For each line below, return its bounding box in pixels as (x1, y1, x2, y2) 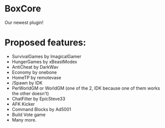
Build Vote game (11, 112, 46, 118)
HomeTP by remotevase (11, 74, 62, 80)
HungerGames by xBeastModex (11, 58, 78, 65)
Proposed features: (4, 37, 86, 48)
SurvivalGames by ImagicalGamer (11, 53, 82, 59)
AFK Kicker (11, 101, 35, 107)
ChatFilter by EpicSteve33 (11, 96, 66, 102)
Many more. (11, 117, 37, 123)
